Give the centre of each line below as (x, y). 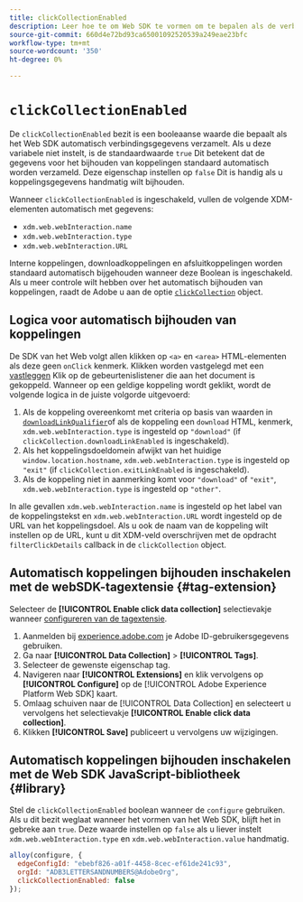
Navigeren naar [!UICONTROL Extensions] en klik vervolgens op (143, 674)
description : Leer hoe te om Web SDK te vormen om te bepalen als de (143, 26)
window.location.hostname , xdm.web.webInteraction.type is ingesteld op (156, 460)
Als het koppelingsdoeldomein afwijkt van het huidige (122, 450)
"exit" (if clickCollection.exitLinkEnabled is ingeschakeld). (136, 470)
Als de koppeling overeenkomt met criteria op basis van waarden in (147, 412)
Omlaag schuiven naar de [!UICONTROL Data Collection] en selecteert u (156, 703)
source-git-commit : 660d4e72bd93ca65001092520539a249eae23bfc (129, 34)
